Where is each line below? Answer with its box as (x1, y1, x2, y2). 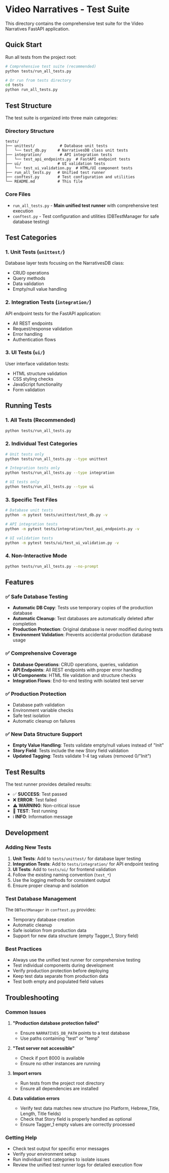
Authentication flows (12, 336, 56, 343)
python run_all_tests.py (5, 87, 58, 92)
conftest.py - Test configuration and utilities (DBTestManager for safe (12, 213, 159, 219)
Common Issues (5, 1008, 47, 1015)
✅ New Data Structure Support (5, 730, 83, 737)
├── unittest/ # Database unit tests (5, 143, 108, 148)
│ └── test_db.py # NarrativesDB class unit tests (5, 148, 128, 153)
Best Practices (5, 945, 42, 952)
